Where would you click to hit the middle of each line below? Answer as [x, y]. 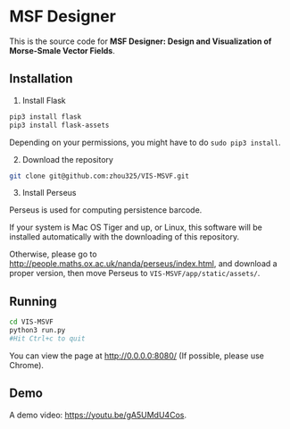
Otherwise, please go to [53, 254]
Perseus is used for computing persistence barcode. [106, 210]
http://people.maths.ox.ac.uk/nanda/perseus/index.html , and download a [144, 264]
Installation [41, 79]
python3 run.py [37, 331]
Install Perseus [49, 193]
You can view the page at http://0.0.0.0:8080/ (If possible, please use [137, 356]
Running [33, 301]
